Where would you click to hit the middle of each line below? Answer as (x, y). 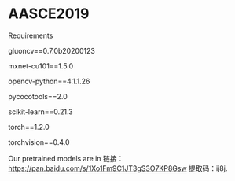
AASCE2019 (49, 14)
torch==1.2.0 (29, 127)
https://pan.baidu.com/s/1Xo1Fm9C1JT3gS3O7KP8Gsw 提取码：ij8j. (118, 168)
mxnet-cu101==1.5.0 (41, 66)
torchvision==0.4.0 (39, 142)
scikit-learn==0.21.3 (40, 112)
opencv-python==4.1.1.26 (49, 81)
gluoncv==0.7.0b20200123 (52, 50)
